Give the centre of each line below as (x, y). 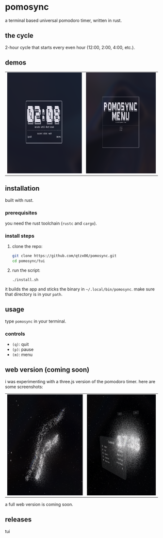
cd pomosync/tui (28, 261)
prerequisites (21, 212)
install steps (20, 236)
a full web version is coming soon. (39, 505)
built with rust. (19, 200)
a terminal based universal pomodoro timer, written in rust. (64, 20)
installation (22, 188)
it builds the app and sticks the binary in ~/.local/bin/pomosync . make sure (80, 289)
